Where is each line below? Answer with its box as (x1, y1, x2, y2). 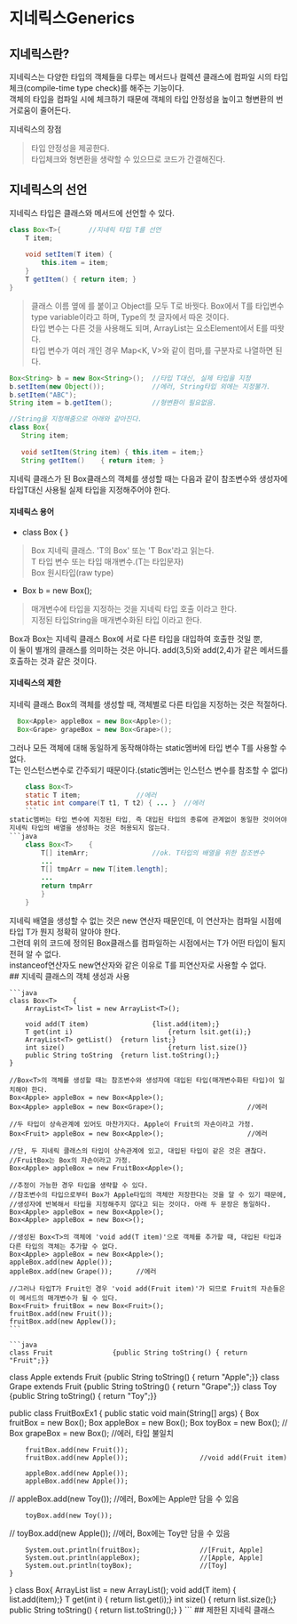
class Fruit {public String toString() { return (9, 1348, 248, 1357)
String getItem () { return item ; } (20, 455, 165, 465)
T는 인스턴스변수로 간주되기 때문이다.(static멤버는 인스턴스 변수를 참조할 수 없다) (9, 764, 288, 775)
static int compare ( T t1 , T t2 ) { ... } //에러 (25, 799, 205, 808)
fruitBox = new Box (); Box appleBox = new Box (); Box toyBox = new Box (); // (9, 1417, 288, 1427)
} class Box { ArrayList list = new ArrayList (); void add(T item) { (9, 1584, 237, 1595)
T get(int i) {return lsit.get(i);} (25, 1027, 252, 1036)
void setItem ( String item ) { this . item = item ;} (20, 447, 204, 456)
